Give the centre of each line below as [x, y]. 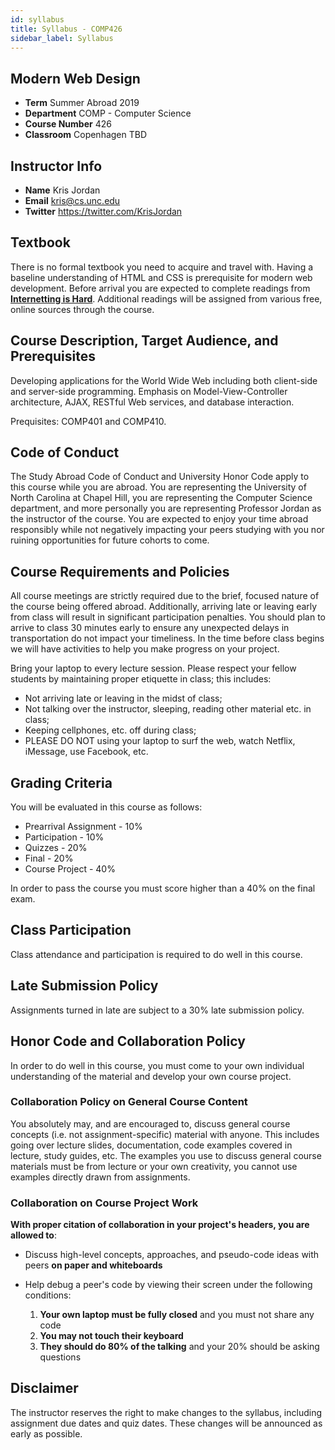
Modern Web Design [75, 78]
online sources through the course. [82, 309]
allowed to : [33, 1235]
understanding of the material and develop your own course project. [151, 1076]
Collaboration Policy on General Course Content [129, 1102]
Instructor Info [56, 166]
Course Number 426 [68, 124]
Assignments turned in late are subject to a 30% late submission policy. [157, 1010]
